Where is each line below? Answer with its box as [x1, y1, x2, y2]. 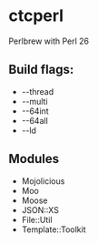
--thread [21, 86, 54, 97]
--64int [21, 106, 49, 117]
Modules [8, 151, 60, 167]
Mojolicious [21, 175, 65, 187]
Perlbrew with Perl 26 [8, 36, 90, 46]
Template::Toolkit [21, 224, 86, 235]
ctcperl [8, 5, 64, 26]
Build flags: [8, 62, 74, 77]
